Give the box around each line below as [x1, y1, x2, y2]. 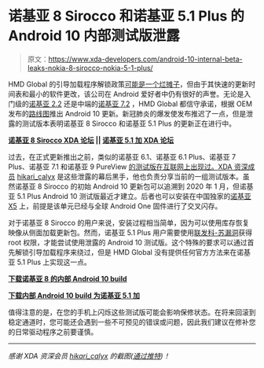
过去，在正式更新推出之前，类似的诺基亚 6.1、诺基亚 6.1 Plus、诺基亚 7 [8, 152, 236, 161]
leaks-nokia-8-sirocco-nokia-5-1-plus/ [27, 63, 153, 72]
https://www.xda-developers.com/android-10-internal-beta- [48, 54, 243, 64]
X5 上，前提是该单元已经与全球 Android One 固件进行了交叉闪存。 [8, 201, 222, 211]
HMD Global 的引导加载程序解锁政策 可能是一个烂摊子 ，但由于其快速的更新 [8, 79, 249, 89]
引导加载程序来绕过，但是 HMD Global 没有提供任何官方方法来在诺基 [28, 247, 251, 256]
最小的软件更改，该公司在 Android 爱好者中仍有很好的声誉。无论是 [28, 89, 244, 98]
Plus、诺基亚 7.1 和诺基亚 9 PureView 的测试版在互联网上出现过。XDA [8, 162, 233, 171]
